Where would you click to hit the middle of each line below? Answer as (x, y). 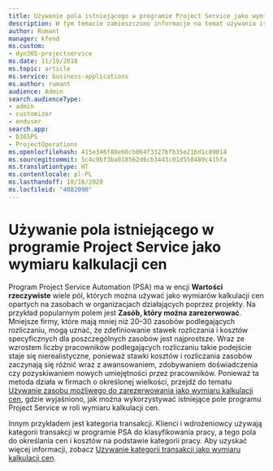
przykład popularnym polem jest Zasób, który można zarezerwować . (125, 313)
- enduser (25, 122)
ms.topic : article (39, 69)
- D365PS (23, 136)
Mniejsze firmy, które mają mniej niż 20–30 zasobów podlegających (122, 321)
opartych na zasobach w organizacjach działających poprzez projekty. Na (132, 304)
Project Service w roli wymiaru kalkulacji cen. (84, 408)
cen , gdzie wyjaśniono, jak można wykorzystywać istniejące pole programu (135, 399)
